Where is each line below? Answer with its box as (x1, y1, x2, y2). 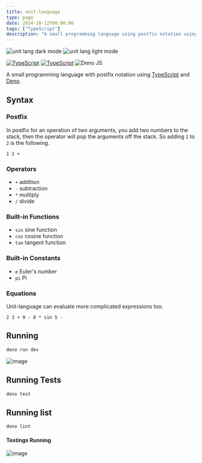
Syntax (6, 94, 34, 105)
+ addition (14, 179, 40, 186)
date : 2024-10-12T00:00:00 (6, 20, 74, 26)
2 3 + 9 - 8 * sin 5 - (6, 314, 63, 320)
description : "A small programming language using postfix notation (6, 31, 182, 37)
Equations (6, 289, 37, 298)
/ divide (14, 198, 35, 205)
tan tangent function (14, 239, 66, 247)
